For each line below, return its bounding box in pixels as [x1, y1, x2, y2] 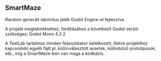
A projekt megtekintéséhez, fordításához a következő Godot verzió [5, 26, 139, 32]
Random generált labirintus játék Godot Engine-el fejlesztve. [5, 16, 125, 22]
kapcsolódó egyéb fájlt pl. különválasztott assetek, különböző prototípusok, [5, 45, 157, 51]
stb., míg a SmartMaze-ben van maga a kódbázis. [5, 50, 105, 56]
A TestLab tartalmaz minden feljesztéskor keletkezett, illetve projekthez [5, 40, 148, 46]
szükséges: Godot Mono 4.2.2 [5, 31, 66, 37]
